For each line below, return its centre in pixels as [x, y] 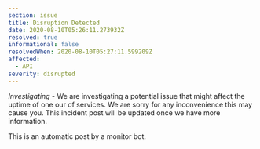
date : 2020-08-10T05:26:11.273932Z [66, 30]
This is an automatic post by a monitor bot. [77, 136]
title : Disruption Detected [54, 23]
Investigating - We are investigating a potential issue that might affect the [126, 96]
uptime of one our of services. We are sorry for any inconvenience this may [130, 104]
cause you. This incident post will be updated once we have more [114, 113]
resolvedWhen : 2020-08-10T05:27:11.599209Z [81, 52]
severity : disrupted [42, 74]
